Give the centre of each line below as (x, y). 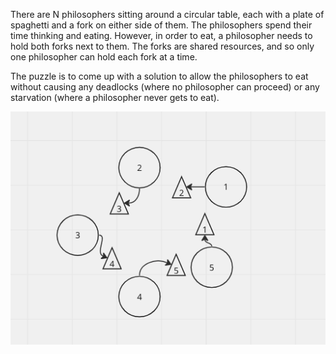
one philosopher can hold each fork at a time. (104, 57)
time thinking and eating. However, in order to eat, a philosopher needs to (161, 35)
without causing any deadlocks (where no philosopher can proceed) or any (165, 87)
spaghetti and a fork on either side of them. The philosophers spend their (161, 25)
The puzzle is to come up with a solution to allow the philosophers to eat (159, 76)
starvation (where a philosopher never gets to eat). (115, 97)
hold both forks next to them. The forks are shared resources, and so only (162, 46)
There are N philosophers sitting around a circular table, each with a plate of (167, 14)
